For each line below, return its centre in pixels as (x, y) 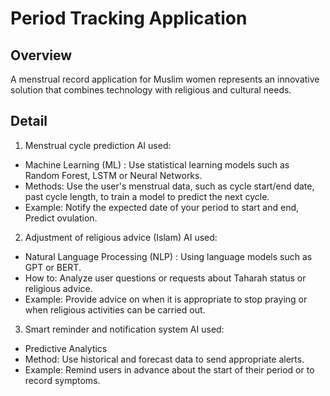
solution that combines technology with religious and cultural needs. (151, 90)
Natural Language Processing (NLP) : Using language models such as (168, 256)
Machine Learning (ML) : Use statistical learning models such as (157, 164)
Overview (41, 55)
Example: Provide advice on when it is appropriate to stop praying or (166, 299)
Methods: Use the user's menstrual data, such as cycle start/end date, (169, 186)
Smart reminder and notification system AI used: (124, 329)
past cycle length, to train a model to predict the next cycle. (147, 196)
